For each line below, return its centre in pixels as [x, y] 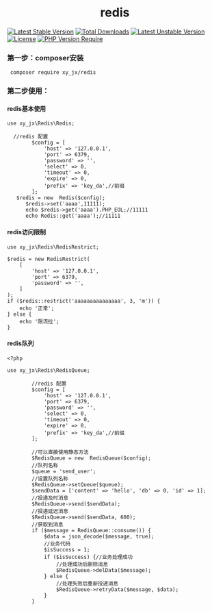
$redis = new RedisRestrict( [49, 259]
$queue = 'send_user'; [64, 471]
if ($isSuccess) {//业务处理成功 [88, 557]
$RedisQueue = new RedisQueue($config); [92, 458]
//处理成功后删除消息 [82, 564]
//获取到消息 [48, 524]
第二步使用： [28, 91]
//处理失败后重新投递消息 [87, 584]
